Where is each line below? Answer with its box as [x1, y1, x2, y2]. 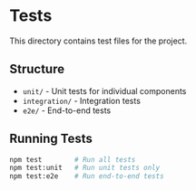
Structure [9, 62, 65, 77]
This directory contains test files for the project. [9, 35, 188, 46]
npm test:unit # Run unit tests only [9, 164, 161, 173]
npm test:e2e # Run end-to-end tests [9, 172, 165, 181]
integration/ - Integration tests [22, 95, 141, 106]
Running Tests [9, 131, 93, 147]
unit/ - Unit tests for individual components [22, 85, 187, 96]
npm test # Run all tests [9, 155, 136, 164]
